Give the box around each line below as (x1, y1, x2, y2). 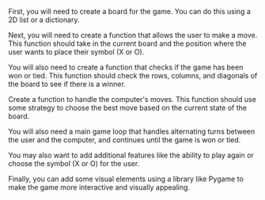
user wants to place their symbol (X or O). (8, 47, 145, 56)
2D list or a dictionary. (8, 15, 80, 25)
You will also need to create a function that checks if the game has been (8, 62, 244, 72)
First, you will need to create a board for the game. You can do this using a (8, 7, 252, 16)
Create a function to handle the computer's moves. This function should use (8, 95, 257, 104)
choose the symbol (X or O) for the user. (8, 159, 140, 168)
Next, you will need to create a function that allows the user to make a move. (8, 31, 258, 40)
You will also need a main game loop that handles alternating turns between (8, 126, 256, 136)
